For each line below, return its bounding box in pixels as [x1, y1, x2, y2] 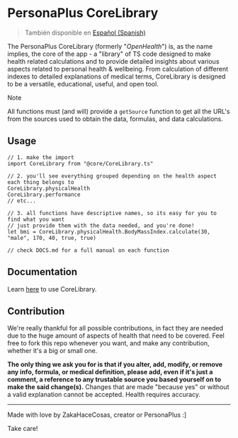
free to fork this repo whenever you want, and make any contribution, [7, 339, 210, 347]
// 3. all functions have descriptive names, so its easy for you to [7, 209, 217, 217]
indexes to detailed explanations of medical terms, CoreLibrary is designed [7, 72, 226, 81]
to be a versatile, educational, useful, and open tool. [7, 79, 159, 88]
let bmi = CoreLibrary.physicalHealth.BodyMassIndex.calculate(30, [7, 228, 211, 235]
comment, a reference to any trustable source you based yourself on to [7, 375, 222, 384]
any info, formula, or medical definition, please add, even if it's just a [7, 368, 213, 376]
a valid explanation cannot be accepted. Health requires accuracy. [7, 391, 200, 399]
